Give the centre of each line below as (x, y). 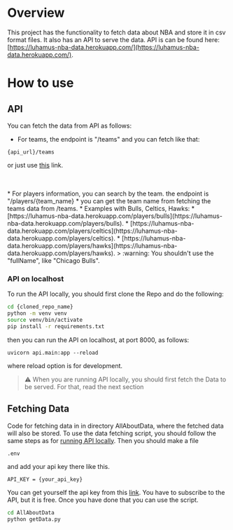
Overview (36, 13)
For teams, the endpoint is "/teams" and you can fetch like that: (108, 139)
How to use (41, 83)
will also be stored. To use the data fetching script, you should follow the (112, 433)
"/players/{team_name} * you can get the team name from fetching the (109, 201)
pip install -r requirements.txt (56, 326)
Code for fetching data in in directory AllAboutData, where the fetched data (115, 426)
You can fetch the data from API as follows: (69, 125)
